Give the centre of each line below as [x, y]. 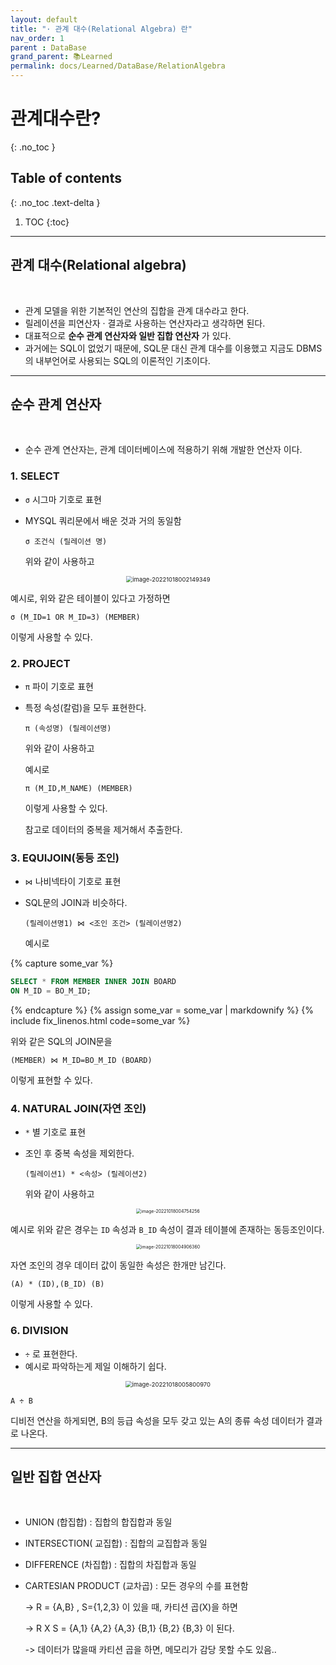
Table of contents [66, 178]
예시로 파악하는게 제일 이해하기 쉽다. [95, 1366]
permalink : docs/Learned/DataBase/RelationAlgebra [118, 66]
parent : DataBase [48, 47]
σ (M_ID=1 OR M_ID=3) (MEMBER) [75, 617]
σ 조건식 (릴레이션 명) [66, 541]
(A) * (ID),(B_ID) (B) [57, 1284]
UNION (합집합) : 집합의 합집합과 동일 [98, 1522]
